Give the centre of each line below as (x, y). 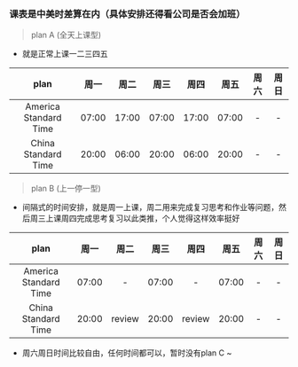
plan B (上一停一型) (66, 189)
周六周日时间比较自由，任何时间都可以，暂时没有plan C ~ (127, 353)
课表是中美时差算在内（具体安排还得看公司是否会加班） (127, 13)
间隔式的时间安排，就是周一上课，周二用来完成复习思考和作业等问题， (150, 207)
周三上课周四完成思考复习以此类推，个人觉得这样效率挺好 (135, 218)
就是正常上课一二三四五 (65, 54)
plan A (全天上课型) (66, 35)
